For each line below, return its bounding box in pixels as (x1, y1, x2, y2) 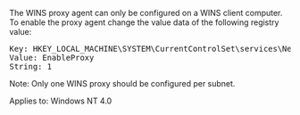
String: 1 (9, 62, 52, 71)
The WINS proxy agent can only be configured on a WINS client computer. (9, 8, 283, 18)
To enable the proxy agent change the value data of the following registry (9, 17, 279, 28)
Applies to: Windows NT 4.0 (9, 95, 112, 106)
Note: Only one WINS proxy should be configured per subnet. (9, 78, 236, 88)
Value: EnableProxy (9, 53, 95, 62)
